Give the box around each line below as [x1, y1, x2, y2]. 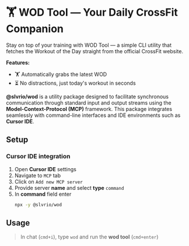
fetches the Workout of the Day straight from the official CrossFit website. [6, 47, 184, 54]
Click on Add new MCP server [14, 178, 83, 185]
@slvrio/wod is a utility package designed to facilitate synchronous [6, 93, 169, 100]
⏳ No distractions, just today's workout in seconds [14, 79, 136, 86]
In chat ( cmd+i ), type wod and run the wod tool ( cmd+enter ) [20, 233, 159, 241]
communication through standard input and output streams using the [6, 99, 171, 106]
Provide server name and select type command [14, 184, 124, 191]
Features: [6, 59, 30, 66]
